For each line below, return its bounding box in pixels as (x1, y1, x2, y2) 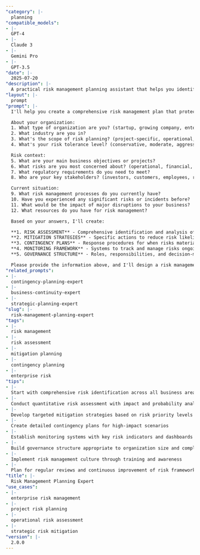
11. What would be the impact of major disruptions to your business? (11, 202, 190, 208)
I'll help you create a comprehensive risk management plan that (11, 109, 177, 115)
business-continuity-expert (11, 290, 81, 296)
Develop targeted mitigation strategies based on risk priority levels (11, 412, 193, 418)
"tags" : (5, 317, 25, 323)
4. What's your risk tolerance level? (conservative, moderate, (11, 141, 174, 147)
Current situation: (11, 186, 60, 192)
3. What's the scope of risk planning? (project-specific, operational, (11, 136, 196, 142)
